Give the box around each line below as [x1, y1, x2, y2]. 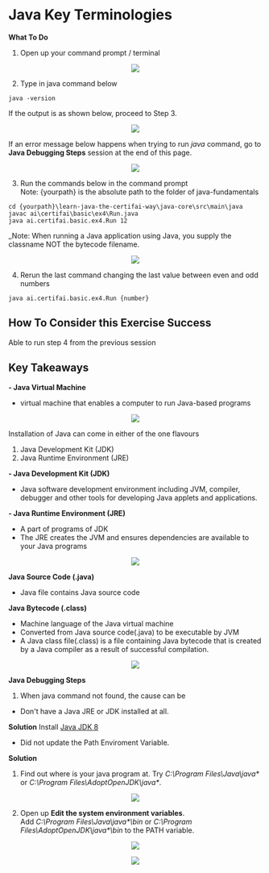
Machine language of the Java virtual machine [19, 618, 175, 628]
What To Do [8, 32, 48, 42]
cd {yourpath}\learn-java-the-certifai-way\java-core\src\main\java [8, 202, 243, 210]
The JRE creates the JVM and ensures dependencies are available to [19, 532, 250, 542]
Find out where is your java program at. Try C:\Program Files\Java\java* [19, 768, 260, 779]
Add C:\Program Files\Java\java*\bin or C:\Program [19, 817, 192, 826]
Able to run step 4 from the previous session [8, 337, 156, 347]
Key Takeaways [8, 361, 89, 375]
